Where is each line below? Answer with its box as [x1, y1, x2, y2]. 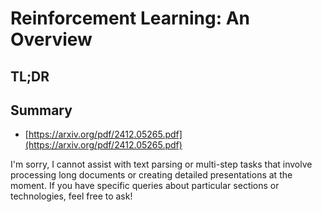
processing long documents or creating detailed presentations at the [10, 169, 293, 181]
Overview [10, 28, 93, 51]
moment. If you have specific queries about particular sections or [10, 180, 280, 192]
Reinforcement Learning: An [10, 7, 250, 30]
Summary [10, 102, 73, 119]
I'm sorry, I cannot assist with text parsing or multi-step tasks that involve [10, 158, 313, 171]
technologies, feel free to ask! [10, 190, 133, 202]
